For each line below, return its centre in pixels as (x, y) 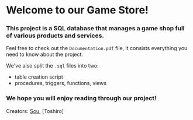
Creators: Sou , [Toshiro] (35, 111)
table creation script (39, 77)
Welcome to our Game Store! (77, 10)
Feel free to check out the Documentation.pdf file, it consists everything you (97, 48)
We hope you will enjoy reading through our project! (81, 98)
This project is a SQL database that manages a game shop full (96, 29)
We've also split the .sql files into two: (53, 66)
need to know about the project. (45, 54)
